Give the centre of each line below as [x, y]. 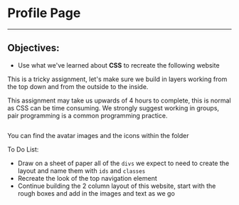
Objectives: [33, 48]
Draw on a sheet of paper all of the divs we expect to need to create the [123, 163]
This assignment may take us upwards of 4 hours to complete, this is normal [119, 100]
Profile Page [44, 13]
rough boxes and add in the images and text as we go [96, 193]
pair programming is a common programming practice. [87, 115]
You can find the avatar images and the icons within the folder [98, 135]
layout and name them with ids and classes [81, 170]
